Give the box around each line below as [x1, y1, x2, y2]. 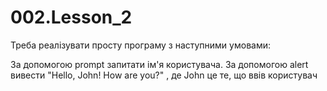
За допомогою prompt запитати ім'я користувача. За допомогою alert [10, 58, 309, 70]
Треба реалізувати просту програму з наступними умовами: [10, 39, 271, 51]
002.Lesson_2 [10, 6, 133, 29]
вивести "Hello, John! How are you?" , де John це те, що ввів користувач [10, 69, 318, 81]
